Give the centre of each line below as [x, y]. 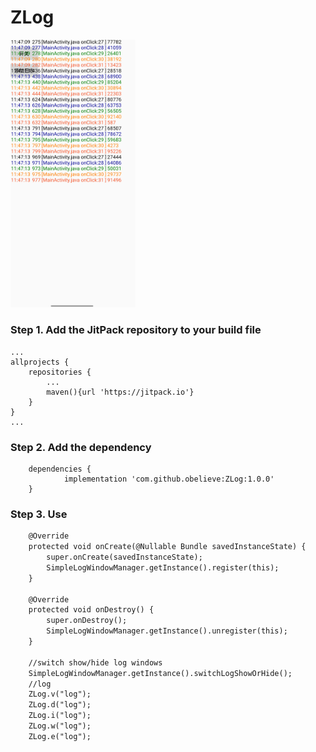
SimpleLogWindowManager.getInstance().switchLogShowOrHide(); [160, 673]
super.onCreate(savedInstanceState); [124, 557]
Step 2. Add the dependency [81, 447]
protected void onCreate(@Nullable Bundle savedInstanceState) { [167, 547]
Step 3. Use [39, 514]
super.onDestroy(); [87, 621]
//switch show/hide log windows [95, 662]
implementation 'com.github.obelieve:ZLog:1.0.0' [169, 479]
